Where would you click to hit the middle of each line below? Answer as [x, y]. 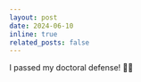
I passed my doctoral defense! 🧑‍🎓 [71, 68]
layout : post [33, 17]
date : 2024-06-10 [41, 26]
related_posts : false [50, 42]
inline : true [33, 34]
